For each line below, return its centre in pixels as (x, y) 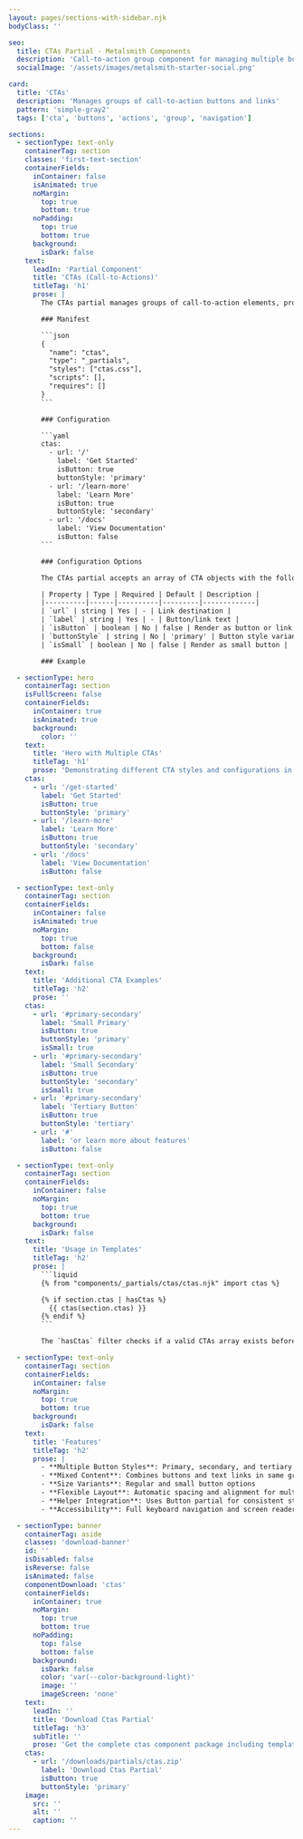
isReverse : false (57, 1568)
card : (19, 84)
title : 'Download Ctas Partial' (93, 1719)
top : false (62, 1643)
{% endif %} (64, 1316)
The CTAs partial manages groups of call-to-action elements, (161, 303)
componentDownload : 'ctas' (76, 1584)
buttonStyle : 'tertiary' (88, 1124)
